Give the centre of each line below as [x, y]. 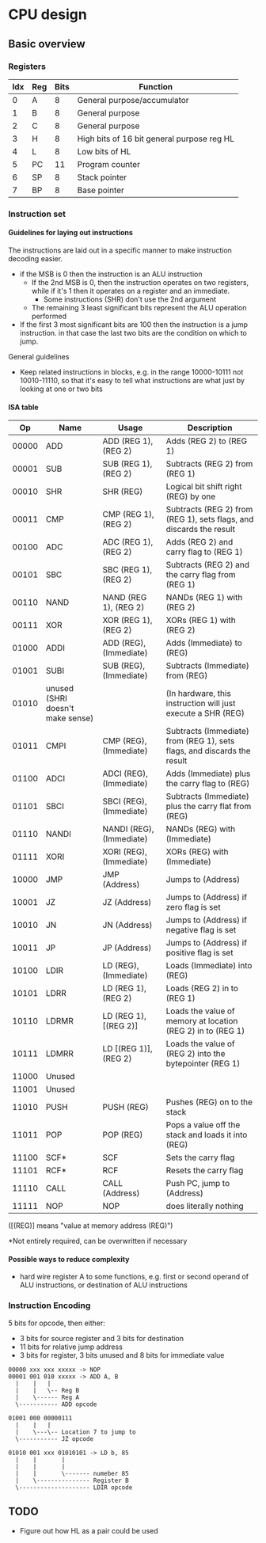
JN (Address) [127, 925]
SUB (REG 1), [127, 464]
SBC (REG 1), [127, 570]
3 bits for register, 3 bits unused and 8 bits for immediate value [122, 1355]
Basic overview [47, 44]
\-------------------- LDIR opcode [74, 1487]
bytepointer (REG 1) [203, 1064]
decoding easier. [36, 258]
